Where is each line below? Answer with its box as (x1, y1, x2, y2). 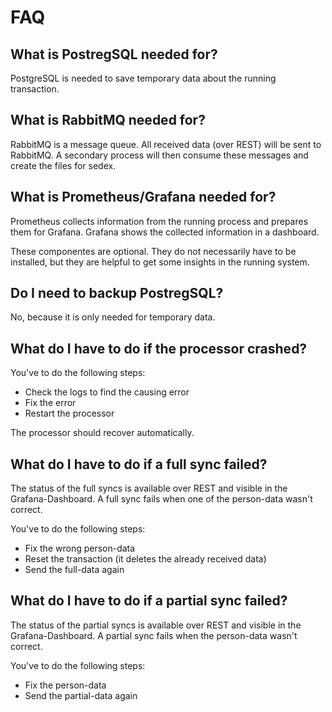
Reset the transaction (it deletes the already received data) (24, 553, 267, 565)
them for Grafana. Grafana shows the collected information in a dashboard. (10, 226, 320, 238)
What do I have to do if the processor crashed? (10, 340, 308, 357)
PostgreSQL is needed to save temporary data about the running (10, 72, 277, 84)
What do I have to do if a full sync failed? (10, 456, 268, 473)
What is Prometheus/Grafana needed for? (10, 189, 277, 206)
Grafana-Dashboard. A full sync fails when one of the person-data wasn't (10, 493, 313, 505)
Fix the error (24, 397, 77, 409)
